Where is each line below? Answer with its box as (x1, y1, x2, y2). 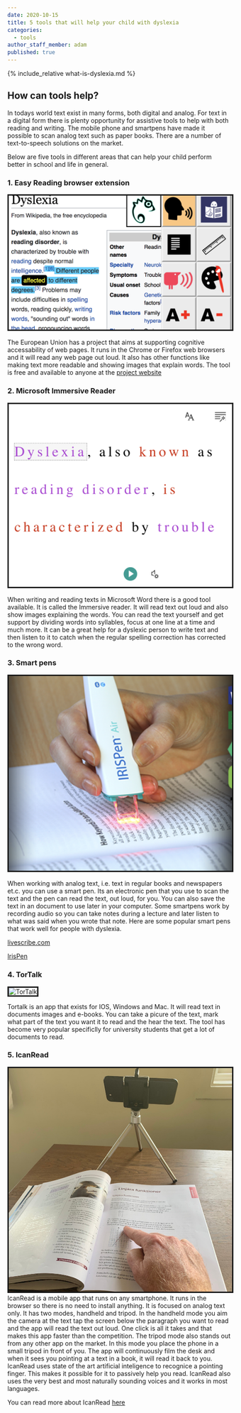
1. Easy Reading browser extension (7, 177, 130, 187)
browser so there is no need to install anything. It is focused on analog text (7, 1301, 225, 1309)
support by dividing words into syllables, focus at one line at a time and (7, 617, 215, 626)
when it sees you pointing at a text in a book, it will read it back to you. (7, 1354, 213, 1363)
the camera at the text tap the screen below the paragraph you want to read (7, 1316, 229, 1325)
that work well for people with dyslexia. (7, 925, 122, 933)
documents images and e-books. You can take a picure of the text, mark (7, 1010, 218, 1018)
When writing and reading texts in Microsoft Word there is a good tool (7, 595, 211, 603)
